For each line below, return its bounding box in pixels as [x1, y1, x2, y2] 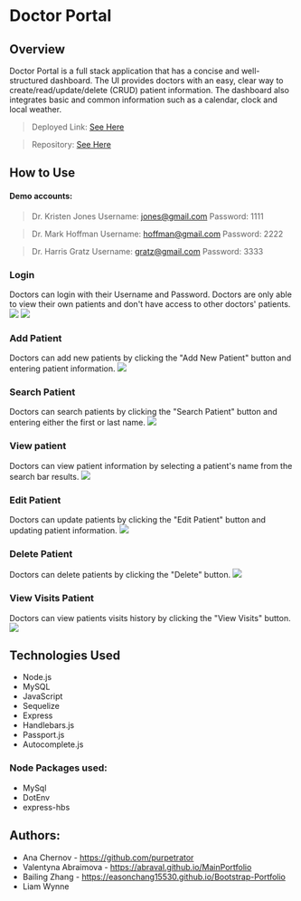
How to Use [9, 165, 76, 181]
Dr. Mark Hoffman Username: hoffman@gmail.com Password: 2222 [31, 228, 284, 239]
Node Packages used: [9, 762, 108, 774]
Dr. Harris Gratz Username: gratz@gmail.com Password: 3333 [31, 245, 264, 256]
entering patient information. [9, 363, 116, 374]
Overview [9, 42, 66, 57]
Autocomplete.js [22, 739, 84, 750]
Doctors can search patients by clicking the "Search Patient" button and [9, 407, 277, 417]
